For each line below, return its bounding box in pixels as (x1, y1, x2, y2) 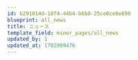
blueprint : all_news (7, 17, 67, 23)
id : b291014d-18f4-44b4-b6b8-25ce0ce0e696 (7, 10, 131, 17)
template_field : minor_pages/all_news (7, 29, 119, 37)
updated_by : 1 (7, 36, 48, 43)
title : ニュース (7, 23, 50, 30)
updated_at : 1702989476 (7, 42, 76, 49)
